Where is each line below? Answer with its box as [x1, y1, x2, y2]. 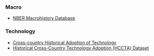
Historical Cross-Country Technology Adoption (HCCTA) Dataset [12, 45, 149, 51]
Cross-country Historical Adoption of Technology [12, 39, 117, 45]
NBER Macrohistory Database [12, 15, 75, 21]
